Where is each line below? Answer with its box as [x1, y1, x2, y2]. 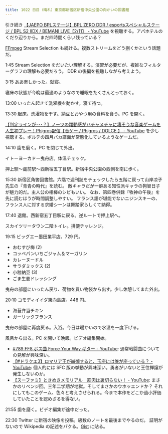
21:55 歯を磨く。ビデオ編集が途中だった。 [5, 406, 92, 412]
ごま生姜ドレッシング [12, 275, 57, 281]
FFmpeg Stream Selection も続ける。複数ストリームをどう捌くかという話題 [5, 45, 161, 51]
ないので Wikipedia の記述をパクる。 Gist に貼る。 [5, 423, 108, 429]
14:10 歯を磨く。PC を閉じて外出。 [5, 144, 77, 150]
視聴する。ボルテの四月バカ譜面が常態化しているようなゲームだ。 [5, 134, 141, 140]
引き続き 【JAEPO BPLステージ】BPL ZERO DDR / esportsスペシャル [5, 22, 147, 28]
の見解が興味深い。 [12, 352, 53, 358]
